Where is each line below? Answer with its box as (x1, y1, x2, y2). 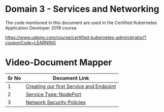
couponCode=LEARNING (5, 39, 56, 45)
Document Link (52, 75, 90, 82)
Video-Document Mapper (5, 57, 112, 68)
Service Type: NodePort (26, 91, 81, 98)
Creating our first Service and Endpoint (26, 83, 116, 89)
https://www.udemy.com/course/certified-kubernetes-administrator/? (5, 34, 147, 40)
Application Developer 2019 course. (5, 25, 78, 30)
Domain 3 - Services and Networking (5, 3, 160, 15)
